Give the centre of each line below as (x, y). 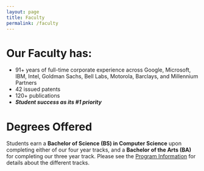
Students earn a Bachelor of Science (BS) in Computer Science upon (94, 144)
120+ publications (37, 96)
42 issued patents (38, 89)
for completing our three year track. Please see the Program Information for (101, 156)
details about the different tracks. (48, 163)
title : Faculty (26, 18)
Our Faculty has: (49, 53)
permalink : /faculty (33, 23)
